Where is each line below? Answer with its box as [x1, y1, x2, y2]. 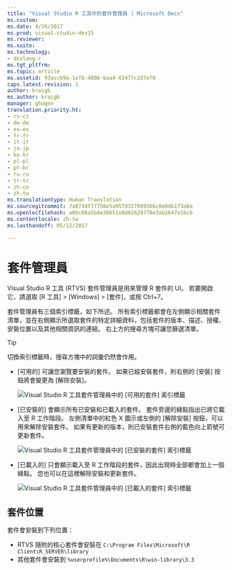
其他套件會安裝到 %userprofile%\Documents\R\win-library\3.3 [17, 555, 195, 564]
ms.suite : [7, 42, 36, 49]
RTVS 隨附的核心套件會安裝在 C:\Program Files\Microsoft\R [17, 540, 190, 549]
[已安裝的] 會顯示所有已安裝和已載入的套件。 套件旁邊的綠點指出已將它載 [17, 406, 225, 414]
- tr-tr [7, 177, 30, 184]
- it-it [7, 139, 30, 146]
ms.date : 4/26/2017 [7, 23, 64, 30]
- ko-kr [7, 151, 30, 159]
